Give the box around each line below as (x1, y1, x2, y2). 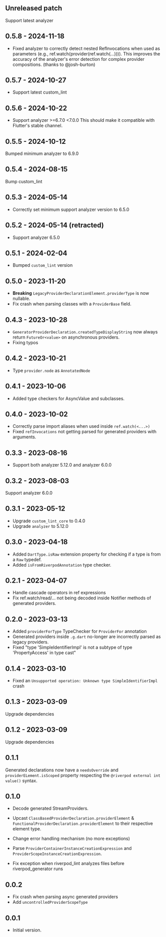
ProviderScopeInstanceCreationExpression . (12, 850, 102, 857)
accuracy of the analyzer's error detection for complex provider (12, 56, 145, 62)
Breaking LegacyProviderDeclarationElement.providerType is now (12, 290, 149, 296)
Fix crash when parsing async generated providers (12, 894, 118, 900)
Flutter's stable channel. (12, 123, 63, 129)
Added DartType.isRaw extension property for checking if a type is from (12, 551, 161, 557)
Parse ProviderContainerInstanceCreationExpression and (12, 845, 132, 851)
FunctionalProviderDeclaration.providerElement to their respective (12, 820, 153, 827)
